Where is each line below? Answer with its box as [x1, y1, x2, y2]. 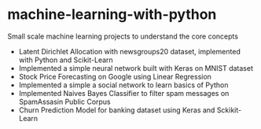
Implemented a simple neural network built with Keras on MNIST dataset [18, 63, 253, 72]
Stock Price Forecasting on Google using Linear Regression [18, 72, 211, 81]
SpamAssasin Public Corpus [18, 97, 111, 106]
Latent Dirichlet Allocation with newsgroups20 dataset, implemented [18, 46, 241, 56]
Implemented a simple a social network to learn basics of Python [18, 80, 229, 90]
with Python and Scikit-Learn [18, 55, 113, 64]
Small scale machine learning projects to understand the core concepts [7, 31, 239, 41]
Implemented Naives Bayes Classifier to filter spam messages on [18, 88, 230, 98]
